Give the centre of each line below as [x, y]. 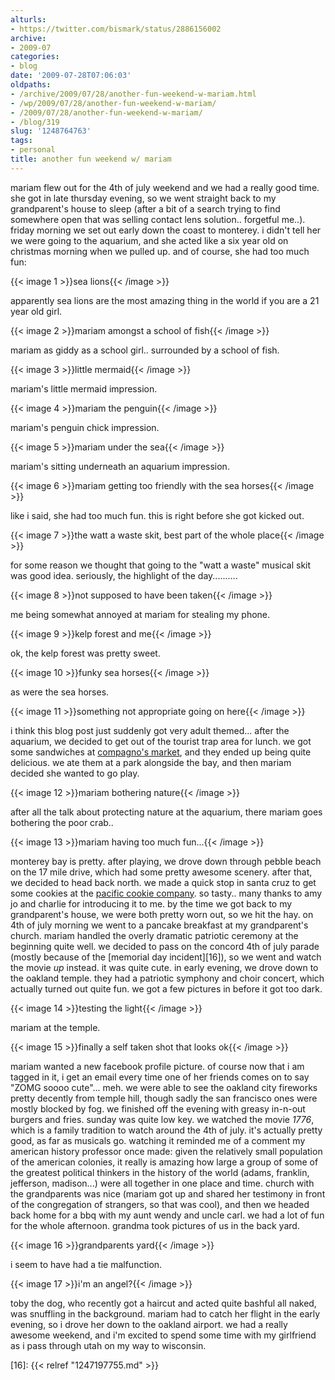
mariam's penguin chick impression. [85, 427]
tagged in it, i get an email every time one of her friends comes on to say [160, 1077]
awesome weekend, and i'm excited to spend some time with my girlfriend [163, 1335]
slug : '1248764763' [51, 131]
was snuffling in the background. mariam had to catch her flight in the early [165, 1313]
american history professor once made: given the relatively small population [166, 1151]
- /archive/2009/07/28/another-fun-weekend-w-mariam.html [133, 94]
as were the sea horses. [60, 692]
